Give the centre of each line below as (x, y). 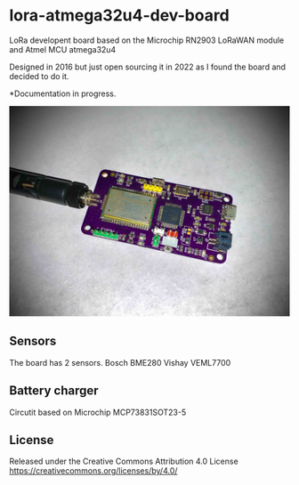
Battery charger (54, 391)
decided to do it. (39, 76)
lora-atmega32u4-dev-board (119, 16)
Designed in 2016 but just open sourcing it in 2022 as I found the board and (148, 67)
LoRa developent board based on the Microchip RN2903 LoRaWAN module (147, 40)
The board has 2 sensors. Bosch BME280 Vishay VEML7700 (120, 362)
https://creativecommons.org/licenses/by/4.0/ (93, 471)
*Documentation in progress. (63, 93)
